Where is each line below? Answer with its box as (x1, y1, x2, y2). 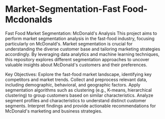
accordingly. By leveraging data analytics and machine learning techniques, (5, 51, 160, 57)
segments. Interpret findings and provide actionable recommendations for (5, 103, 156, 109)
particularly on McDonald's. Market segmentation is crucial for (5, 40, 133, 46)
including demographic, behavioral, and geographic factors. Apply (5, 81, 141, 87)
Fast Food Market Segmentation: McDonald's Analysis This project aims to (5, 30, 158, 36)
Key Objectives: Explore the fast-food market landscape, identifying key (5, 71, 152, 77)
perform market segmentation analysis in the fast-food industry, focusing (5, 36, 155, 41)
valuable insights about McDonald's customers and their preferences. (5, 62, 148, 68)
